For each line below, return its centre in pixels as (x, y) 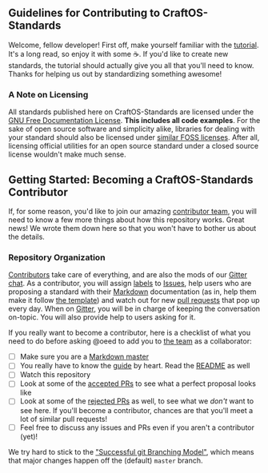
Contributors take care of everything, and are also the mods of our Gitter (128, 275)
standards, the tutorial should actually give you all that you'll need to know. (131, 65)
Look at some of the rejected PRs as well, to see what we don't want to (137, 401)
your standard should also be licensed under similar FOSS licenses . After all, (134, 137)
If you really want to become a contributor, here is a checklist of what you (130, 333)
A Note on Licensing (48, 94)
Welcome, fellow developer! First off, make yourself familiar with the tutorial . (134, 45)
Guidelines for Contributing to (84, 13)
